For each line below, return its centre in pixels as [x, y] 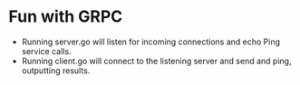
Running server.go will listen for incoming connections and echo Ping [151, 42]
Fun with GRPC [66, 17]
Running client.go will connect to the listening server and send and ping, [156, 61]
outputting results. [56, 71]
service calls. [46, 51]
